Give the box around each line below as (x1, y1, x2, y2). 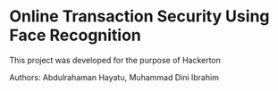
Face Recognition (9, 25, 141, 45)
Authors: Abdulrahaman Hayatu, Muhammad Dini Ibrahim (9, 71, 219, 82)
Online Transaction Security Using (9, 6, 270, 27)
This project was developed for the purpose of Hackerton (9, 54, 222, 65)
